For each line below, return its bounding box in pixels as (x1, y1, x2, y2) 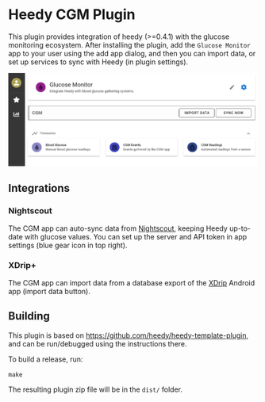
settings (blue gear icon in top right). (8, 240, 129, 250)
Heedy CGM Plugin (8, 6, 136, 24)
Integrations (8, 182, 70, 195)
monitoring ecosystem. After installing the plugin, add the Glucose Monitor (8, 40, 252, 49)
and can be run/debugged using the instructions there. (8, 339, 188, 348)
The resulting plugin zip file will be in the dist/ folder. (8, 385, 183, 394)
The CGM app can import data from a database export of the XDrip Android (8, 278, 255, 287)
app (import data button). (8, 286, 91, 296)
